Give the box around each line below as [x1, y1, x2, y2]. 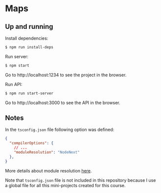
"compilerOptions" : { [9, 141, 54, 146]
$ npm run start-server [5, 91, 54, 96]
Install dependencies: [5, 35, 48, 41]
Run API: [5, 81, 23, 87]
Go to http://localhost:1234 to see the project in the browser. [5, 72, 127, 78]
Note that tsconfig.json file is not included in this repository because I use [5, 177, 156, 183]
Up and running [5, 22, 53, 31]
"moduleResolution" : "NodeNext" [14, 150, 80, 155]
